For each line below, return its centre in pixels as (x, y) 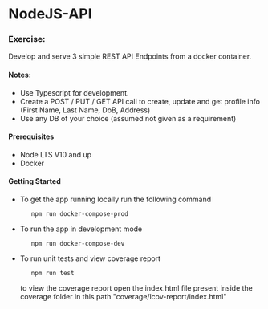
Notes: (20, 75)
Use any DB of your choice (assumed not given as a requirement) (128, 118)
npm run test (53, 274)
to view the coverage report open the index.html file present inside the (136, 288)
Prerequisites (31, 136)
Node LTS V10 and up (56, 154)
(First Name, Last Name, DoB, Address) (85, 110)
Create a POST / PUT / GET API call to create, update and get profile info (140, 101)
